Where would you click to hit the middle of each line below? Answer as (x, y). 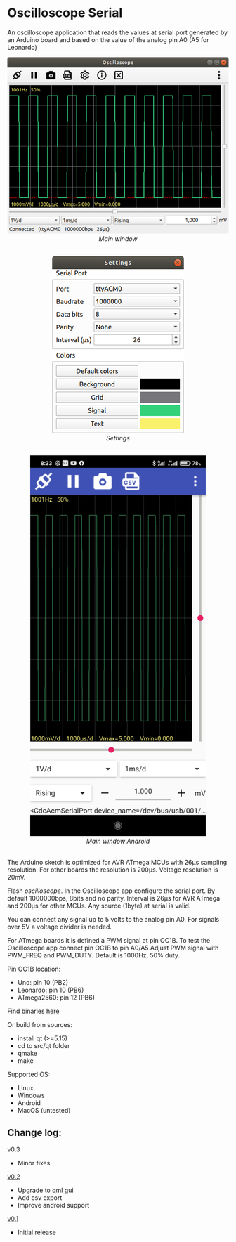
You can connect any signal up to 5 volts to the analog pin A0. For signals (113, 920)
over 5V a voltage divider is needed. (60, 927)
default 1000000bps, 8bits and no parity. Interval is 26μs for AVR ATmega (114, 898)
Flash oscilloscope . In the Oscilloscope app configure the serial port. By (111, 891)
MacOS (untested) (44, 1111)
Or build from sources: (40, 1025)
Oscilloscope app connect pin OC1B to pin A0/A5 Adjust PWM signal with (113, 948)
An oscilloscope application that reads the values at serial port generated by (118, 32)
